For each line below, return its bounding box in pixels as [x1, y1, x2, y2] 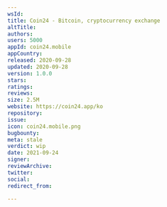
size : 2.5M [7, 97, 40, 104]
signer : [7, 156, 31, 164]
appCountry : [7, 51, 43, 58]
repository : [7, 110, 43, 117]
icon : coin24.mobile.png [7, 122, 81, 130]
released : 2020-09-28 [7, 57, 72, 64]
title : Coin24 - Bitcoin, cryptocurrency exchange [7, 17, 161, 24]
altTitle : [7, 23, 37, 31]
